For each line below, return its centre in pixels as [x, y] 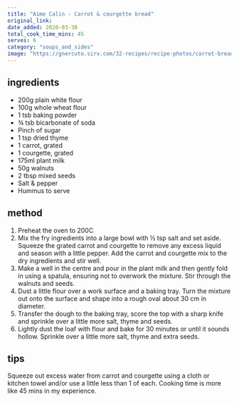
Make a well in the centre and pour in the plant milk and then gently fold [123, 268]
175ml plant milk [41, 160]
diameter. [32, 306]
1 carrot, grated [40, 145]
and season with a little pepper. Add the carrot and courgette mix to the [122, 253]
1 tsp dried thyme [43, 138]
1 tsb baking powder [47, 115]
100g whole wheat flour [52, 107]
